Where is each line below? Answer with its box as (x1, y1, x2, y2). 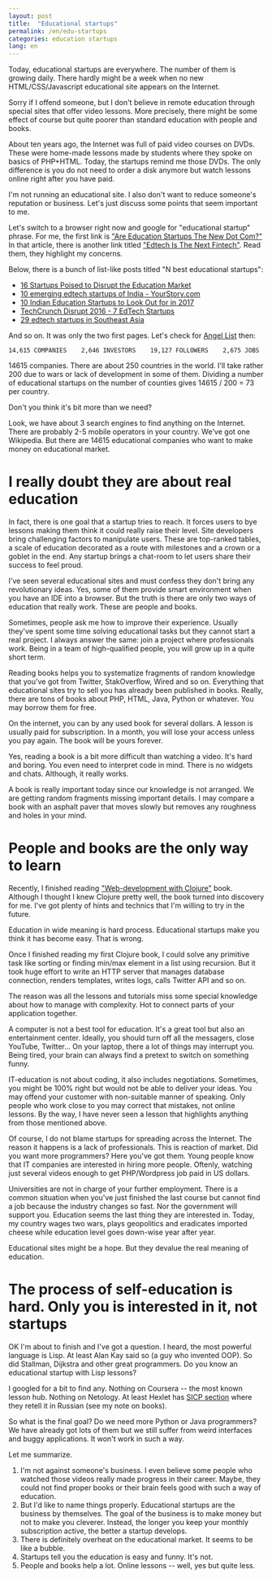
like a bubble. (19, 1543, 66, 1553)
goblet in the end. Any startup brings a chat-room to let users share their (8, 551, 252, 562)
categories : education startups (8, 34, 118, 43)
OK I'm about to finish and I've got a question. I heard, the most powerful (8, 1341, 252, 1352)
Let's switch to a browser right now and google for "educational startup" (8, 223, 251, 233)
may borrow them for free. (8, 703, 97, 712)
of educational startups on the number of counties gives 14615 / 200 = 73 (8, 378, 254, 388)
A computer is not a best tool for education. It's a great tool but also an (8, 1024, 245, 1034)
